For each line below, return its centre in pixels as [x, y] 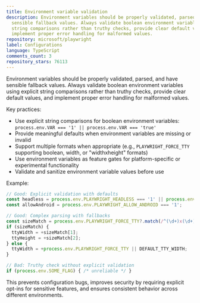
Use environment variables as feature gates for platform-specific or [97, 159]
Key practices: [24, 109]
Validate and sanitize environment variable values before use [89, 171]
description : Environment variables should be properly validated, [92, 17]
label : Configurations [34, 45]
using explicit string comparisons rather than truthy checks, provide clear [96, 91]
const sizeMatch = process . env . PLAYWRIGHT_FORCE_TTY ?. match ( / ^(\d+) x [94, 221]
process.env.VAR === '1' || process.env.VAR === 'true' [85, 128]
